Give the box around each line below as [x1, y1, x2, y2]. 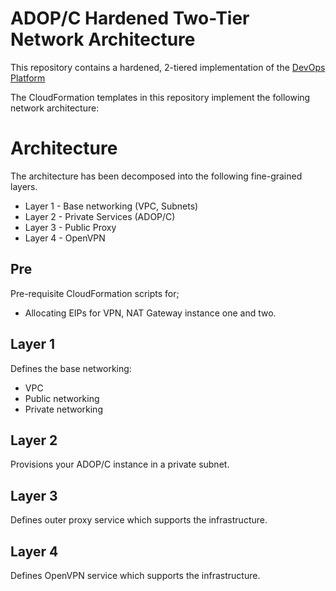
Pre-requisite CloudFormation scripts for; [10, 287, 180, 299]
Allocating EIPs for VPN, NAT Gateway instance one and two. [24, 307, 277, 319]
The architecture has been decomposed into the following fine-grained [10, 170, 303, 182]
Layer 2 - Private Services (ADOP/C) [24, 210, 176, 222]
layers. [10, 180, 38, 192]
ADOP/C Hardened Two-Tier [10, 7, 250, 30]
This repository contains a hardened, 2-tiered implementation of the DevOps [10, 61, 326, 73]
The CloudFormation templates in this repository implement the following [10, 91, 311, 103]
